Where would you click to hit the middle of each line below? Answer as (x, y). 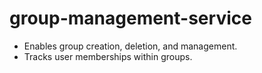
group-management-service (130, 18)
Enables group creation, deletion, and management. (130, 46)
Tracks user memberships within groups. (108, 56)
